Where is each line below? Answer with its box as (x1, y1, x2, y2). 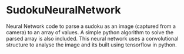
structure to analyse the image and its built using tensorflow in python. (6, 41, 178, 48)
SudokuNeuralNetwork (6, 3, 122, 17)
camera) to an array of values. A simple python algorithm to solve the (6, 28, 174, 35)
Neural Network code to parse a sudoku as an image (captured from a (6, 23, 176, 30)
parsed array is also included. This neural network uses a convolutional (6, 35, 179, 42)
